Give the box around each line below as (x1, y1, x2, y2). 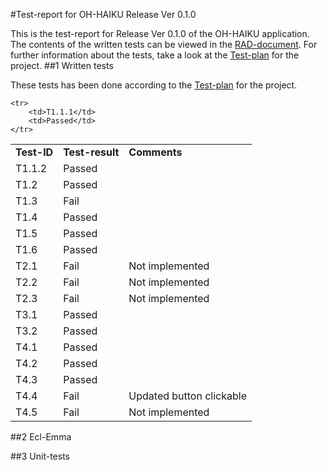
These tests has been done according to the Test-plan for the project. (10, 79, 298, 91)
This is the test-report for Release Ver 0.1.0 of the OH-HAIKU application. (10, 28, 310, 39)
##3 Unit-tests (10, 450, 70, 462)
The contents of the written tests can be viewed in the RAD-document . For (10, 39, 318, 50)
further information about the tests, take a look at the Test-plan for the (10, 49, 300, 61)
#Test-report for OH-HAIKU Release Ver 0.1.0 (10, 9, 197, 20)
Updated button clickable (128, 389, 248, 403)
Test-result (63, 145, 120, 159)
